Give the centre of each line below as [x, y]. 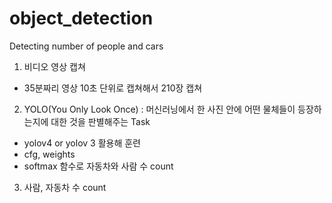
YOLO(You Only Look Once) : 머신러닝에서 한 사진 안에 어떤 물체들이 [159, 109]
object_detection [81, 18]
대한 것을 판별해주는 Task [100, 121]
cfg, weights [49, 154]
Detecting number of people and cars [86, 46]
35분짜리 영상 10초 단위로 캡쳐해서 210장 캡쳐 [113, 88]
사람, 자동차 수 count [65, 187]
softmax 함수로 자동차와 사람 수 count [98, 166]
